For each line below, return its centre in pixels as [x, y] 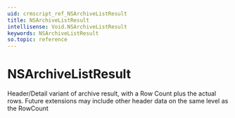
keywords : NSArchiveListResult [53, 33]
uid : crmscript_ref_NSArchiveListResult [68, 14]
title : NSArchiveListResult [49, 20]
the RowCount [28, 108]
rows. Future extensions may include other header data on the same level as [118, 101]
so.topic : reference [38, 40]
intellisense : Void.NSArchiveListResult [68, 27]
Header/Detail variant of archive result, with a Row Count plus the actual [112, 94]
